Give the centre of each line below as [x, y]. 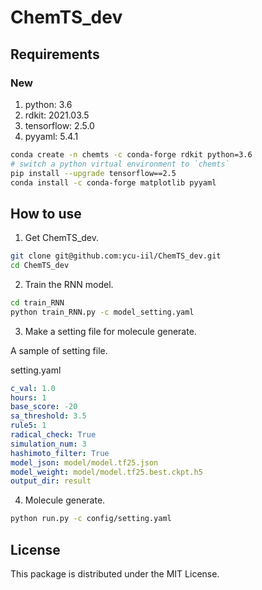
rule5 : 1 [28, 426]
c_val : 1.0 [33, 388]
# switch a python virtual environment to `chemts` [120, 164]
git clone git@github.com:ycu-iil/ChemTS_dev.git [116, 256]
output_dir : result [51, 481]
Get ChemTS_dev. [62, 238]
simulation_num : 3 [48, 444]
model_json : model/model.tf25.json [84, 462]
